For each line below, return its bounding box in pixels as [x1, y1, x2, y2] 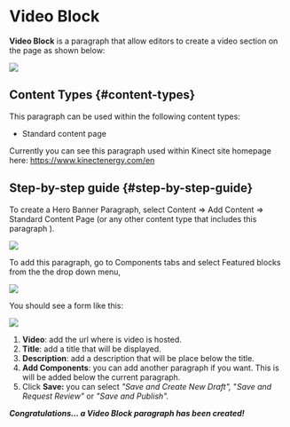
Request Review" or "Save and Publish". [21, 391, 169, 401]
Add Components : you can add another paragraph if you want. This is [21, 362, 279, 373]
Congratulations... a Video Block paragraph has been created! [9, 407, 246, 418]
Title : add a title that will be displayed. [21, 344, 161, 354]
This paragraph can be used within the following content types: [9, 111, 241, 122]
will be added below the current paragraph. [21, 371, 181, 383]
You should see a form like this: [9, 300, 124, 311]
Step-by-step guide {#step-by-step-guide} [9, 180, 253, 196]
